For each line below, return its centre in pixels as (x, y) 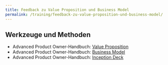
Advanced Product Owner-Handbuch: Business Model (69, 52)
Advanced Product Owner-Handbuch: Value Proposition (70, 47)
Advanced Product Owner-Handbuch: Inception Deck (68, 57)
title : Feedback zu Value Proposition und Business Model (67, 10)
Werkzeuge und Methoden (48, 35)
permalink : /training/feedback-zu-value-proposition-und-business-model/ (84, 14)
